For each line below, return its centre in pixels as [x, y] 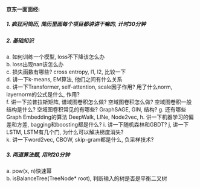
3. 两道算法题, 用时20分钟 [38, 154]
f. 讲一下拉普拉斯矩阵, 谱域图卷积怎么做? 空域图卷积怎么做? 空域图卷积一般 [99, 102]
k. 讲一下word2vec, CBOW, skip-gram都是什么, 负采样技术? [80, 139]
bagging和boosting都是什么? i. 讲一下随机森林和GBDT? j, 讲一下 [109, 124]
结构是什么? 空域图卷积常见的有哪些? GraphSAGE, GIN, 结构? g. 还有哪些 [96, 109]
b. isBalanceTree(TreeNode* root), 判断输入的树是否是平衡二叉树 [87, 178]
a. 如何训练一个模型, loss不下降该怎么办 [56, 57]
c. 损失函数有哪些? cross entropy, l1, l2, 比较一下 [66, 72]
